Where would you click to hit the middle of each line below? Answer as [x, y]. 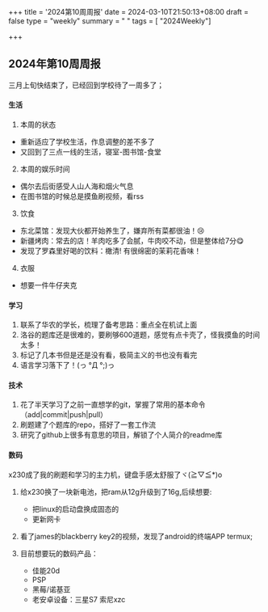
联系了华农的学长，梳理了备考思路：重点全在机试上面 [109, 325]
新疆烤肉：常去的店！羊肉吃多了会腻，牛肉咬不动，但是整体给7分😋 [132, 241]
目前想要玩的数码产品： [59, 553]
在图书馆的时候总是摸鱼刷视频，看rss [82, 196]
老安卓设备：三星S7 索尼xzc [79, 599]
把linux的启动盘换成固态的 [75, 509]
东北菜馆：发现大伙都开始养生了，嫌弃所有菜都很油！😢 [112, 231]
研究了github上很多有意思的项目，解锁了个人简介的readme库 [121, 435]
